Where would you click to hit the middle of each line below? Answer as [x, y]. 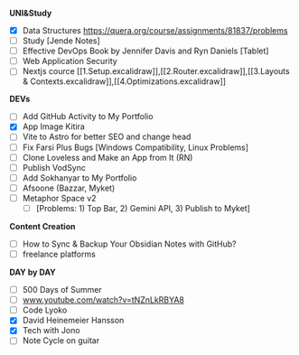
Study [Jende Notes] [61, 41]
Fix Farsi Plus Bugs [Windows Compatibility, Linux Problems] [135, 147]
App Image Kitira [54, 126]
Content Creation [42, 226]
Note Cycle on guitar [61, 341]
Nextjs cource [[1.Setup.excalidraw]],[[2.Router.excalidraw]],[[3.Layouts [156, 71]
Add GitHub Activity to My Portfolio [88, 117]
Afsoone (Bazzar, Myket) [69, 188]
